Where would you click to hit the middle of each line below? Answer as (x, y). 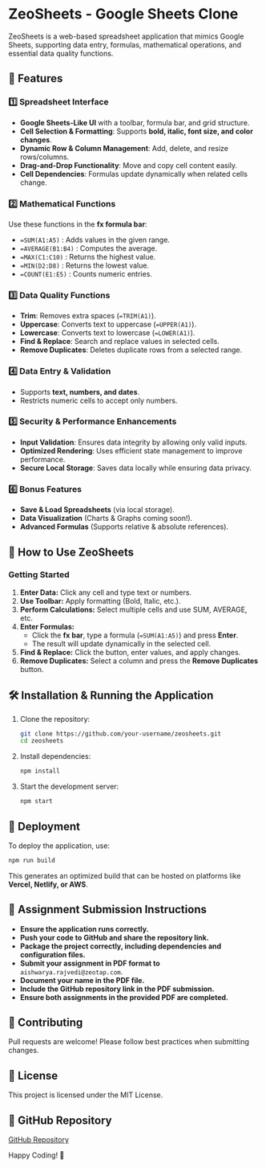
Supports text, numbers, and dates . (80, 391)
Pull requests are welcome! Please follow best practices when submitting (129, 1042)
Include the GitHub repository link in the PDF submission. (117, 989)
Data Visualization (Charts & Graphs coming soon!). (106, 518)
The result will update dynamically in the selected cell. (121, 643)
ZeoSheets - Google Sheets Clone (123, 14)
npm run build (32, 860)
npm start (36, 801)
